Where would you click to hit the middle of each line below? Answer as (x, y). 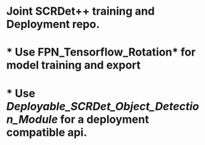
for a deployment (105, 119)
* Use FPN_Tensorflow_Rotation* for (101, 52)
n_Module (32, 119)
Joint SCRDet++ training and (80, 11)
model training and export (73, 65)
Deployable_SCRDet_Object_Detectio (103, 106)
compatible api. (47, 132)
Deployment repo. (53, 24)
